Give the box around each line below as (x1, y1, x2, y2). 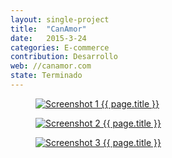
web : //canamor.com (10, 61, 92, 71)
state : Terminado (10, 71, 83, 81)
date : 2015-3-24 (10, 33, 87, 43)
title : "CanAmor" (10, 24, 87, 34)
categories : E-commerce (10, 42, 110, 53)
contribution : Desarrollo (10, 52, 118, 62)
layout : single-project (10, 14, 110, 25)
